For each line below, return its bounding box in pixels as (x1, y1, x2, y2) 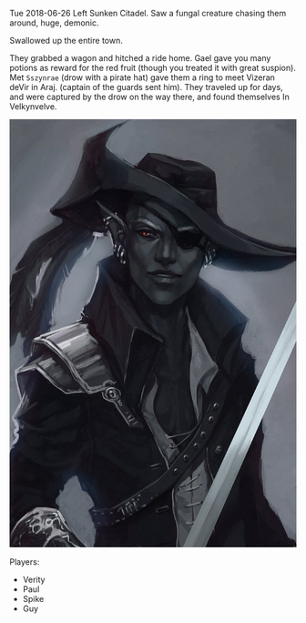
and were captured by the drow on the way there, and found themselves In (9, 91, 290, 102)
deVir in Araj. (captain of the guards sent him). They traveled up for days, (9, 82, 284, 92)
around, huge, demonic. (9, 17, 99, 28)
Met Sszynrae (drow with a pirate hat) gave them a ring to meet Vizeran (9, 72, 276, 83)
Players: (9, 557, 40, 567)
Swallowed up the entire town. (9, 36, 123, 46)
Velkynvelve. (9, 101, 57, 112)
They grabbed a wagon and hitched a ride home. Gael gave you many (9, 53, 271, 63)
